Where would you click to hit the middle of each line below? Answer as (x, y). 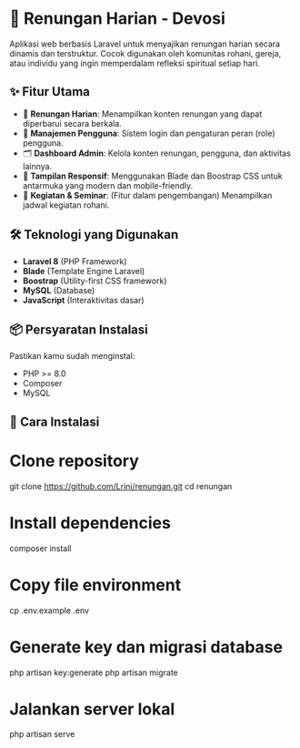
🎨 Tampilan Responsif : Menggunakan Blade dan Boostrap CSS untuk (153, 176)
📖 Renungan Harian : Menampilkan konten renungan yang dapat (142, 114)
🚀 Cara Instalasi (55, 421)
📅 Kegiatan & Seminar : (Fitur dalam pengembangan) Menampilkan (147, 195)
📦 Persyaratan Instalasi (79, 329)
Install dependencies (90, 523)
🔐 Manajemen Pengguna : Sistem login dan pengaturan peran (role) (149, 133)
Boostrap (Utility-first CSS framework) (95, 281)
